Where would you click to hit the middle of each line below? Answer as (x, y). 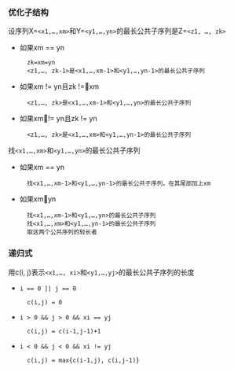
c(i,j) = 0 (45, 302)
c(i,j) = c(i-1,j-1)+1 (64, 331)
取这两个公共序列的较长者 (62, 232)
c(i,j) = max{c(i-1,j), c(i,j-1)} (83, 360)
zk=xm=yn (41, 63)
